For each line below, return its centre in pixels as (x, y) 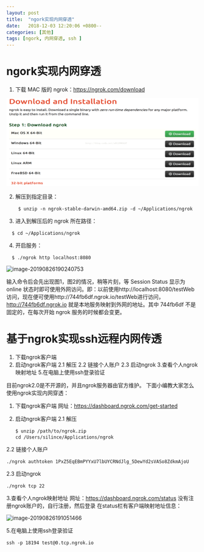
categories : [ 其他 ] (30, 32)
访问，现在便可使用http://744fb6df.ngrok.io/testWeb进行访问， (85, 297)
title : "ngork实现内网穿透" (40, 19)
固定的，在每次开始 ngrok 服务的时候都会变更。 (66, 312)
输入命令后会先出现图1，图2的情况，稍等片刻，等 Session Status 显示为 (96, 282)
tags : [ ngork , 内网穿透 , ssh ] (44, 39)
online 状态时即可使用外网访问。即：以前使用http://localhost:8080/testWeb (100, 289)
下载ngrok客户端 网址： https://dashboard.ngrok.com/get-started (96, 406)
